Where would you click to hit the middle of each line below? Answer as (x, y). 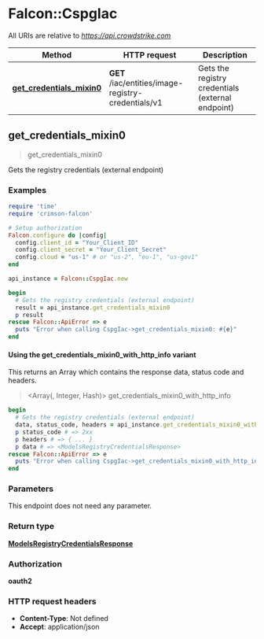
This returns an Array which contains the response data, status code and (126, 372)
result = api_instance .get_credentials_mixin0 (93, 308)
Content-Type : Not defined (64, 619)
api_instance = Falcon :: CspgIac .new (68, 279)
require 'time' (33, 207)
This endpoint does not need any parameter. (80, 506)
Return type (31, 526)
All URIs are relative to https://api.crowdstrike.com (90, 35)
